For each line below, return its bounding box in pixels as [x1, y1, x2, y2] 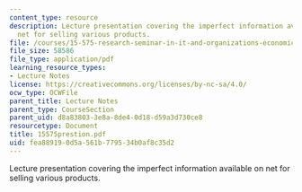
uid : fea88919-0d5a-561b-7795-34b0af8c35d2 [9, 138, 175, 147]
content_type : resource [9, 13, 99, 22]
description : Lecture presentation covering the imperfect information [9, 22, 283, 31]
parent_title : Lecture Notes [9, 96, 119, 106]
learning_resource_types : [9, 64, 106, 73]
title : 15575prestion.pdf [9, 130, 106, 139]
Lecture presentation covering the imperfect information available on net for [9, 162, 290, 173]
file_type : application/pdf [9, 55, 115, 64]
